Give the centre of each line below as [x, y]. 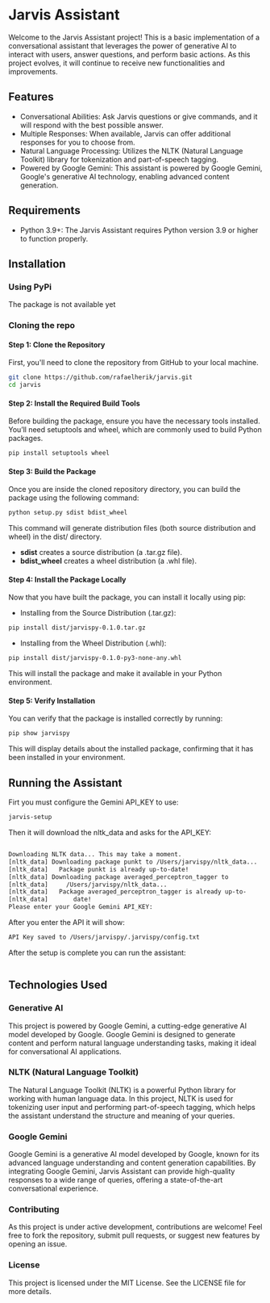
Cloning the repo [42, 326]
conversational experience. [54, 1188]
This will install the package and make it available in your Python [115, 674]
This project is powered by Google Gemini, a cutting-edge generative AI [128, 1026]
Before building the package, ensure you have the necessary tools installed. [134, 421]
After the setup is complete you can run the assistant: [98, 952]
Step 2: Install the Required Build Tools [74, 403]
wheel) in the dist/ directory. [55, 537]
